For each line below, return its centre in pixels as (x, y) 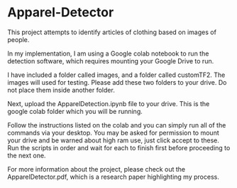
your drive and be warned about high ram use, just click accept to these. (114, 140)
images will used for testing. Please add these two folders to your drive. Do (117, 82)
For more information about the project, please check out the (97, 169)
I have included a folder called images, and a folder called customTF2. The (116, 75)
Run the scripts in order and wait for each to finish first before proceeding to (119, 147)
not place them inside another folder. (61, 90)
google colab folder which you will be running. (75, 111)
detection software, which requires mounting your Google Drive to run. (111, 61)
